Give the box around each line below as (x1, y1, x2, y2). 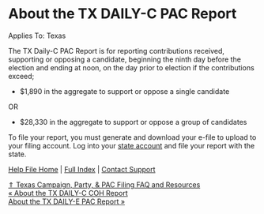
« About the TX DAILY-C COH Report (8, 188, 128, 197)
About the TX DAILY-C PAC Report (8, 5, 237, 23)
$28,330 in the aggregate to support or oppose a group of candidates (19, 117, 247, 126)
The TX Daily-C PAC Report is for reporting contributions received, (8, 46, 225, 55)
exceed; (8, 71, 35, 81)
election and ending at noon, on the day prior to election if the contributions (8, 62, 255, 72)
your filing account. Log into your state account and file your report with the (8, 141, 255, 150)
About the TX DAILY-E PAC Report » (8, 197, 125, 206)
